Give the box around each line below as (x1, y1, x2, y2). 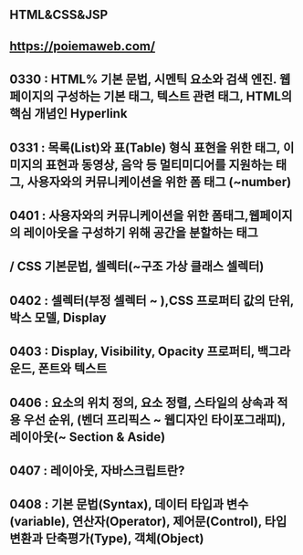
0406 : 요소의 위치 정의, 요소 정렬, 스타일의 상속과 (9, 394, 275, 410)
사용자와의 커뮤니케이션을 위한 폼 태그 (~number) (26, 173, 292, 190)
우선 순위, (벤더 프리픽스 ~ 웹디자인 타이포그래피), (23, 412, 286, 427)
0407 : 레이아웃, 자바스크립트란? (9, 463, 185, 478)
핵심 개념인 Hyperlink (9, 106, 128, 121)
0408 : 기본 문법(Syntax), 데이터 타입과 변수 (9, 497, 249, 512)
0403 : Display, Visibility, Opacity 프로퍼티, (9, 344, 256, 360)
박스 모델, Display (9, 309, 107, 325)
